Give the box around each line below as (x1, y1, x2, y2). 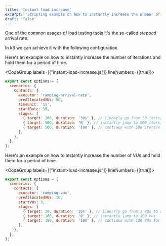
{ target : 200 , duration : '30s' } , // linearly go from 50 (23, 116, 147, 121)
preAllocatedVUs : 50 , (18, 97, 63, 102)
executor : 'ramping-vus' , (18, 191, 72, 196)
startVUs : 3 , (18, 199, 45, 204)
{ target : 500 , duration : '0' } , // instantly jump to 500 (23, 120, 147, 125)
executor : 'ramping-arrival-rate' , (18, 93, 92, 98)
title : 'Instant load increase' (5, 7, 72, 12)
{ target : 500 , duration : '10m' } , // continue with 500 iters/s (23, 125, 161, 130)
